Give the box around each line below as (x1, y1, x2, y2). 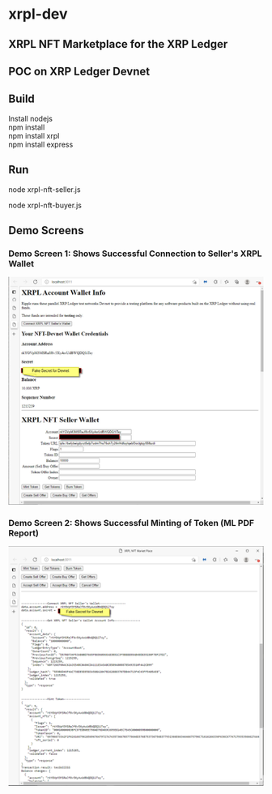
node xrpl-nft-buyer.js (8, 200, 83, 210)
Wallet (8, 258, 35, 269)
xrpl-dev (8, 5, 68, 23)
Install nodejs (8, 113, 53, 123)
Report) (8, 527, 39, 539)
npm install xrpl (8, 130, 60, 140)
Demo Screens (8, 224, 84, 237)
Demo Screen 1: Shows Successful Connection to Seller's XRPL (8, 248, 262, 259)
